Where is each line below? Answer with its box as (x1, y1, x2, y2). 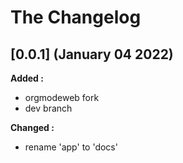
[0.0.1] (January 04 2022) (10, 46, 174, 63)
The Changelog (10, 6, 142, 29)
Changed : (10, 122, 55, 133)
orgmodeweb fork (24, 92, 100, 103)
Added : (10, 72, 44, 84)
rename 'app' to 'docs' (24, 141, 118, 153)
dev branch (24, 102, 73, 114)
